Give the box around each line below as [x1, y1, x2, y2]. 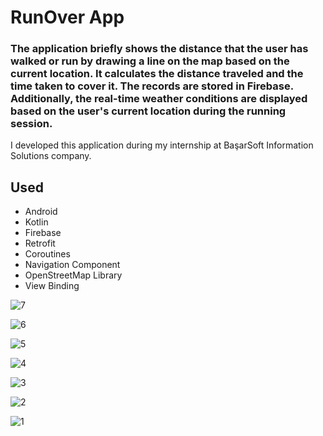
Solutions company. [10, 150, 92, 162]
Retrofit [24, 237, 56, 250]
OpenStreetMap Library [24, 269, 123, 281]
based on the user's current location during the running [10, 104, 287, 118]
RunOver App [10, 6, 125, 29]
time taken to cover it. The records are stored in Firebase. [10, 79, 294, 93]
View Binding [24, 280, 80, 292]
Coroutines [24, 248, 71, 260]
